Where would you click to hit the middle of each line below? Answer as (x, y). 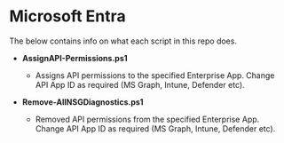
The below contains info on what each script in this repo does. (123, 41)
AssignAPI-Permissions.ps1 (75, 58)
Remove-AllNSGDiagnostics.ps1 (83, 102)
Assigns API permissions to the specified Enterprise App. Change (155, 75)
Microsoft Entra (67, 16)
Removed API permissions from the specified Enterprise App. (147, 119)
